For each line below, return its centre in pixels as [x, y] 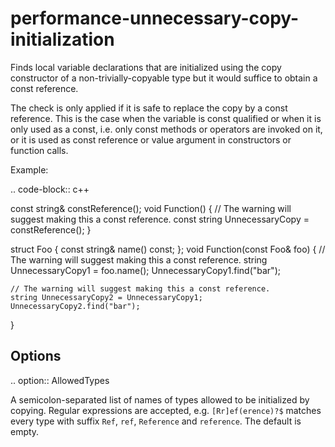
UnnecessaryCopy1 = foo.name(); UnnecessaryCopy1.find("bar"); [145, 270]
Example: [29, 169]
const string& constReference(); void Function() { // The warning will [151, 208]
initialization [62, 39]
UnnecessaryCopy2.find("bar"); [75, 306]
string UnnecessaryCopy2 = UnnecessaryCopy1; [106, 297]
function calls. [39, 150]
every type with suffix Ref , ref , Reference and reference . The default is [156, 421]
